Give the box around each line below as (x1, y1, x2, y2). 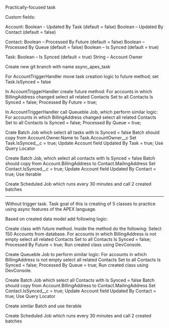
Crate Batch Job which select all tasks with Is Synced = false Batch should (5, 129, 160, 135)
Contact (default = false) (5, 29, 56, 35)
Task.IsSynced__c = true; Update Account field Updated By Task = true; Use (5, 140, 163, 146)
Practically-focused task (5, 5, 56, 10)
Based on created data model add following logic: (5, 216, 108, 222)
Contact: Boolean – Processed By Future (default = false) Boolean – (5, 39, 145, 45)
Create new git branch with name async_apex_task (5, 64, 111, 69)
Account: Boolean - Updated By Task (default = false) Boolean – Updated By (5, 24, 163, 30)
